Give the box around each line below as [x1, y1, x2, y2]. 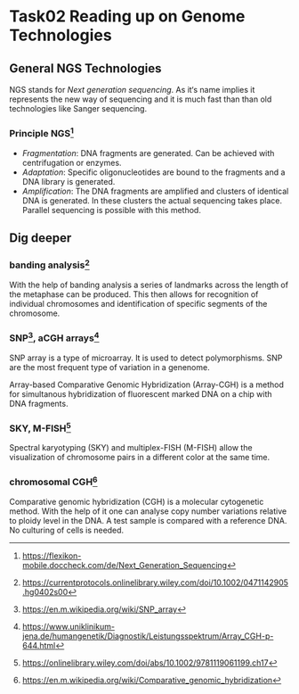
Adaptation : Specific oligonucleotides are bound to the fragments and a [21, 167, 286, 178]
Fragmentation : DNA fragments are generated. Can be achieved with [21, 147, 275, 158]
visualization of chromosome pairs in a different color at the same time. [9, 452, 271, 463]
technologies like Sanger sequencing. [9, 103, 148, 113]
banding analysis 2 [9, 257, 91, 271]
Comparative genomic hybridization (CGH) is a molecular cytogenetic [9, 497, 264, 508]
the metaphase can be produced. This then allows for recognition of [9, 288, 259, 300]
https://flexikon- [21, 550, 82, 561]
